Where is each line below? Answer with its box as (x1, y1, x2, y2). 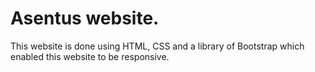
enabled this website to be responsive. (10, 50, 170, 62)
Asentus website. (10, 7, 160, 30)
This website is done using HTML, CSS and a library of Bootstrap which (10, 40, 305, 52)
